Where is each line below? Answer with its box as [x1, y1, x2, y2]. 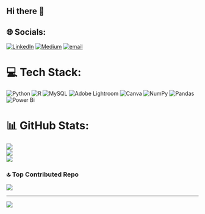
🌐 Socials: [6, 27, 46, 37]
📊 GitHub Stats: [6, 119, 90, 133]
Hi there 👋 [6, 6, 45, 16]
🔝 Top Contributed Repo [6, 170, 79, 179]
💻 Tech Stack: [6, 65, 82, 79]
